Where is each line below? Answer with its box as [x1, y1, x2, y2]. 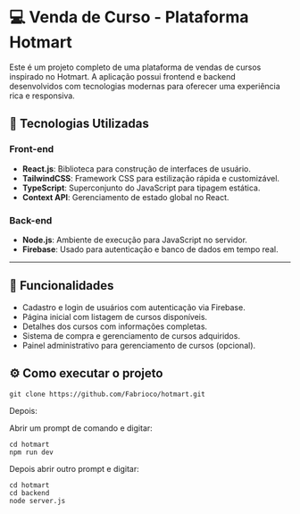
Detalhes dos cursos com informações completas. [21, 321, 208, 332]
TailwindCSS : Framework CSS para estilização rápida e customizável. [21, 173, 279, 183]
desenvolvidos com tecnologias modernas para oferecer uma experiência [9, 80, 281, 91]
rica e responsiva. [9, 90, 76, 101]
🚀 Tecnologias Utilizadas [9, 116, 149, 131]
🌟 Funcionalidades [9, 278, 114, 293]
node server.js [9, 496, 66, 505]
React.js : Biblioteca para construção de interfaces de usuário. [21, 163, 252, 174]
